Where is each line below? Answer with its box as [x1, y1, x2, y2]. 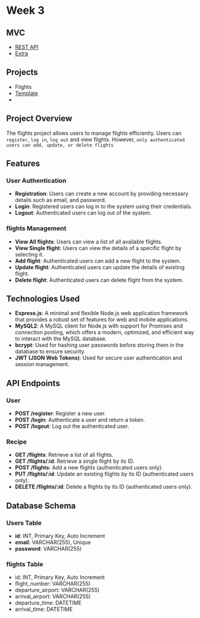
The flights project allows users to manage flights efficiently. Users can [6, 129, 181, 136]
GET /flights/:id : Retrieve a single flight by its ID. [14, 457, 135, 465]
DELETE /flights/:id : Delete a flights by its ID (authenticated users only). [14, 483, 193, 491]
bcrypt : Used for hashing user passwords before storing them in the [14, 341, 184, 349]
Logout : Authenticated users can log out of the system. [14, 209, 152, 216]
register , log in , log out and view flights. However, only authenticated [6, 136, 185, 143]
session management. [14, 361, 70, 368]
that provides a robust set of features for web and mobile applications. [14, 316, 189, 323]
